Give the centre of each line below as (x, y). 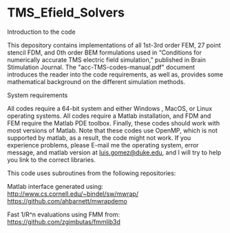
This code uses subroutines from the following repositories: (92, 173)
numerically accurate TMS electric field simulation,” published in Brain (107, 59)
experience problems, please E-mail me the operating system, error (103, 145)
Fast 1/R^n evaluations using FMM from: (64, 214)
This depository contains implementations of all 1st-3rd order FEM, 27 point (114, 45)
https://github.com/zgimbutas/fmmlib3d (64, 221)
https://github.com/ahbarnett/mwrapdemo (67, 201)
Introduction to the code (41, 32)
